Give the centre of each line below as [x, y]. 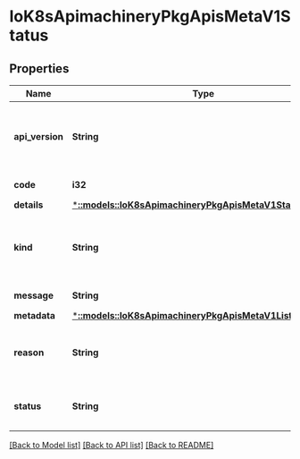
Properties [39, 68]
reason [29, 353]
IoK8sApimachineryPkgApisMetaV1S [150, 17]
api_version [39, 136]
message [33, 295]
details [29, 205]
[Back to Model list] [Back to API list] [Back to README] [112, 445]
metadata [34, 315]
